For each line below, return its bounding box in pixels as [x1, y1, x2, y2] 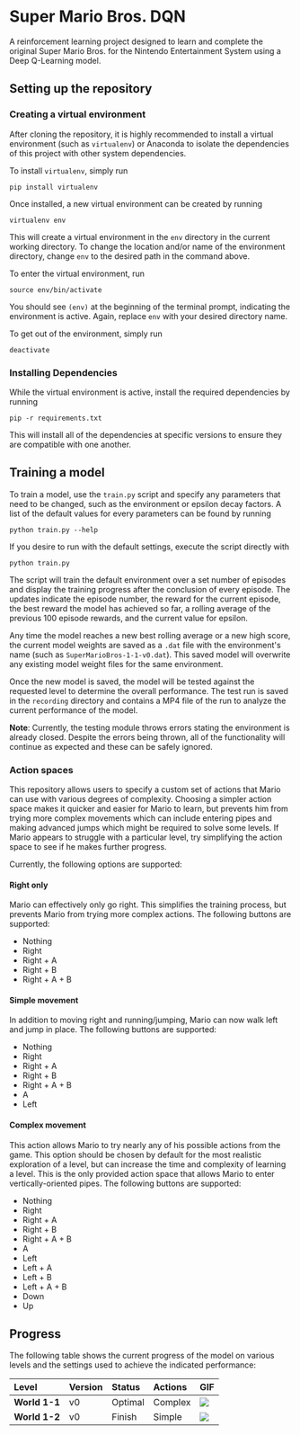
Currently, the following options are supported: [9, 859, 182, 869]
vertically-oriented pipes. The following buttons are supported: [9, 1178, 242, 1189]
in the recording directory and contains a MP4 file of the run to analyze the [9, 695, 287, 706]
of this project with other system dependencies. [9, 147, 187, 158]
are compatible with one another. [9, 439, 132, 450]
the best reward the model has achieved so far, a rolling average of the [9, 602, 271, 613]
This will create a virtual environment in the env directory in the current [9, 231, 270, 242]
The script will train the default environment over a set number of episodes [9, 574, 287, 585]
